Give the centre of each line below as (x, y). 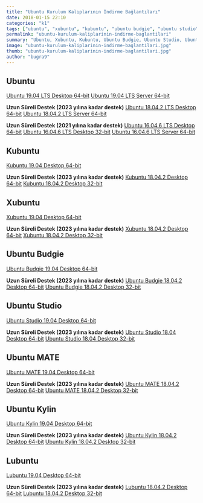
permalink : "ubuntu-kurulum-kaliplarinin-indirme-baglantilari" (89, 34)
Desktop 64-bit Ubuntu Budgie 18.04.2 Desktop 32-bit (74, 287)
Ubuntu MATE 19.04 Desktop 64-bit (50, 372)
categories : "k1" (28, 23)
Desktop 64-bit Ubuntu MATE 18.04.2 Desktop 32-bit (72, 390)
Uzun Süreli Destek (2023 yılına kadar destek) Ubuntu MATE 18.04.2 (93, 383)
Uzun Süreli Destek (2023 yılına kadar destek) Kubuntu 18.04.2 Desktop (97, 177)
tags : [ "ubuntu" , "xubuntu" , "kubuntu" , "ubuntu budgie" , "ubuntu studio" (102, 29)
